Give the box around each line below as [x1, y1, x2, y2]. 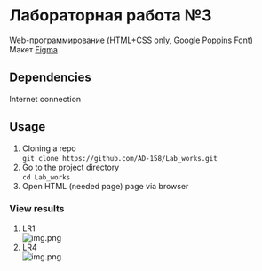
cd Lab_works [21, 172, 71, 182]
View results [9, 203, 65, 215]
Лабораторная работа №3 [9, 5, 212, 26]
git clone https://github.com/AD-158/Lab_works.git [21, 154, 218, 163]
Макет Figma [9, 44, 58, 54]
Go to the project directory [21, 162, 120, 172]
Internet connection [9, 93, 82, 104]
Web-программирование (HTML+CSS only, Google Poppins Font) [9, 35, 253, 45]
